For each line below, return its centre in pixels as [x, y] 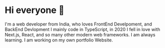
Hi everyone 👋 [35, 10]
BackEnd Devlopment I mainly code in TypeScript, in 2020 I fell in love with [82, 29]
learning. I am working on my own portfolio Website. [59, 40]
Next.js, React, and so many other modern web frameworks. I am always [80, 34]
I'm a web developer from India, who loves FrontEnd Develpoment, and [78, 24]
